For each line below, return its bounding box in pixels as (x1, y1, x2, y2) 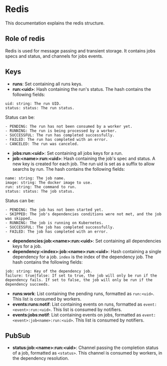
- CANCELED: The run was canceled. (5, 141, 79, 146)
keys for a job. (12, 243, 42, 249)
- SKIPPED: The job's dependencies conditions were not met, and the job (5, 211, 162, 217)
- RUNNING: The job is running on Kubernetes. (5, 220, 104, 225)
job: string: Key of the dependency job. (5, 269, 93, 274)
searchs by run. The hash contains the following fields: (12, 166, 126, 172)
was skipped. (5, 216, 32, 221)
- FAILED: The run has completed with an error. (5, 137, 108, 142)
